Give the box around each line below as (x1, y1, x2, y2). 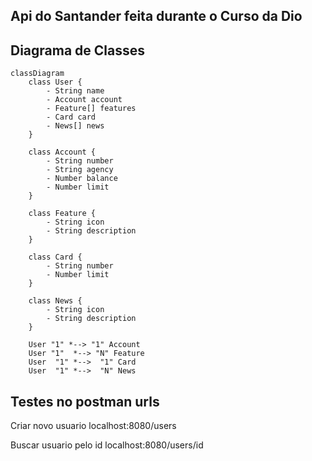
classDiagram (10, 69, 65, 79)
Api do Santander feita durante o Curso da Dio (10, 8, 303, 25)
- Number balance (46, 174, 118, 184)
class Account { (28, 147, 97, 158)
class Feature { (28, 209, 97, 219)
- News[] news (46, 121, 105, 131)
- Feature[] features (46, 104, 137, 114)
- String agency (46, 165, 114, 175)
